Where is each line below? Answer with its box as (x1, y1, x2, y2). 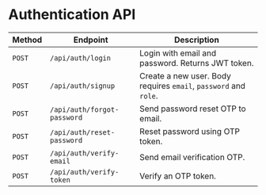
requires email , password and (139, 80, 245, 91)
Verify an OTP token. (139, 170, 216, 182)
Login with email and (139, 48, 216, 59)
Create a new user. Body (139, 70, 231, 81)
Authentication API (8, 6, 136, 24)
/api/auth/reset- (50, 128, 116, 136)
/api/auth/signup (50, 81, 116, 90)
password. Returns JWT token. (139, 57, 254, 68)
